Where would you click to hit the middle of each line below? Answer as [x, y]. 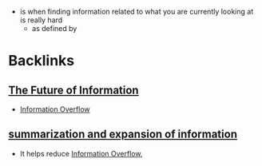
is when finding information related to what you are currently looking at [137, 12]
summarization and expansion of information [123, 134]
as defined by [54, 28]
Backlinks [42, 61]
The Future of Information [73, 90]
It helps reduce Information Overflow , [81, 153]
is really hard [41, 20]
